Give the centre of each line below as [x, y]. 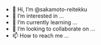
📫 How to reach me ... [40, 36]
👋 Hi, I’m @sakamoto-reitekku [50, 9]
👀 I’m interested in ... [38, 16]
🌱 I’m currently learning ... [45, 22]
